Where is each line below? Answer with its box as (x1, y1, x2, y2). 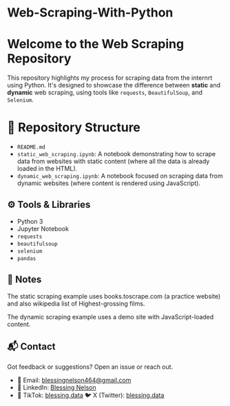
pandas (17, 255, 36, 262)
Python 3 (17, 217, 43, 225)
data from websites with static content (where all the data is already (17, 157, 210, 166)
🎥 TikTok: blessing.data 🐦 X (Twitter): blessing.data (17, 391, 165, 399)
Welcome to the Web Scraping (7, 36, 185, 52)
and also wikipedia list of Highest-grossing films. (7, 299, 145, 308)
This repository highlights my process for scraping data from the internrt (7, 74, 213, 82)
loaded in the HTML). (17, 164, 78, 173)
